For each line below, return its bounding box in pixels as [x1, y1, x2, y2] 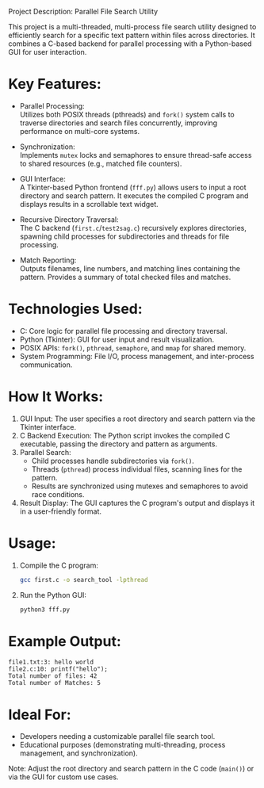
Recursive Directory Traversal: [19, 214, 119, 224]
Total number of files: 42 [8, 672, 98, 680]
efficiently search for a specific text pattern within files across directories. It [8, 31, 255, 40]
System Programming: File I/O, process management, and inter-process [19, 351, 254, 361]
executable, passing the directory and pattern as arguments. [19, 439, 218, 449]
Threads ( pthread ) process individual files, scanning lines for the [31, 464, 243, 474]
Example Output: [8, 632, 121, 650]
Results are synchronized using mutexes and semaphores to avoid [31, 481, 248, 491]
